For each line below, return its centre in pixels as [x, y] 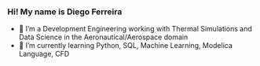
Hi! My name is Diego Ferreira [65, 12]
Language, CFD [44, 54]
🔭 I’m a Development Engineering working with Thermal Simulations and [135, 29]
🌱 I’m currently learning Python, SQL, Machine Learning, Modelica [126, 46]
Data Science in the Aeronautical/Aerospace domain [103, 37]
